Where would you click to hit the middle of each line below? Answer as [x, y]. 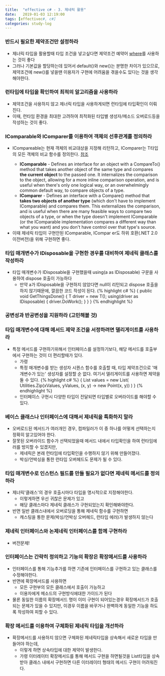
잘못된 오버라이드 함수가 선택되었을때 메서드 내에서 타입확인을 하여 [76, 441]
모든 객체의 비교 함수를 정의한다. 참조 [53, 154]
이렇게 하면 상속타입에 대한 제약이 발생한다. [61, 650]
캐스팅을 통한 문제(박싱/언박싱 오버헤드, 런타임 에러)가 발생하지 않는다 [86, 517]
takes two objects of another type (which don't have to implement [88, 201]
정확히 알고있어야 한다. [34, 434]
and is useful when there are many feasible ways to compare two [86, 211]
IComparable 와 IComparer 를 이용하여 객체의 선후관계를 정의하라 [79, 136]
